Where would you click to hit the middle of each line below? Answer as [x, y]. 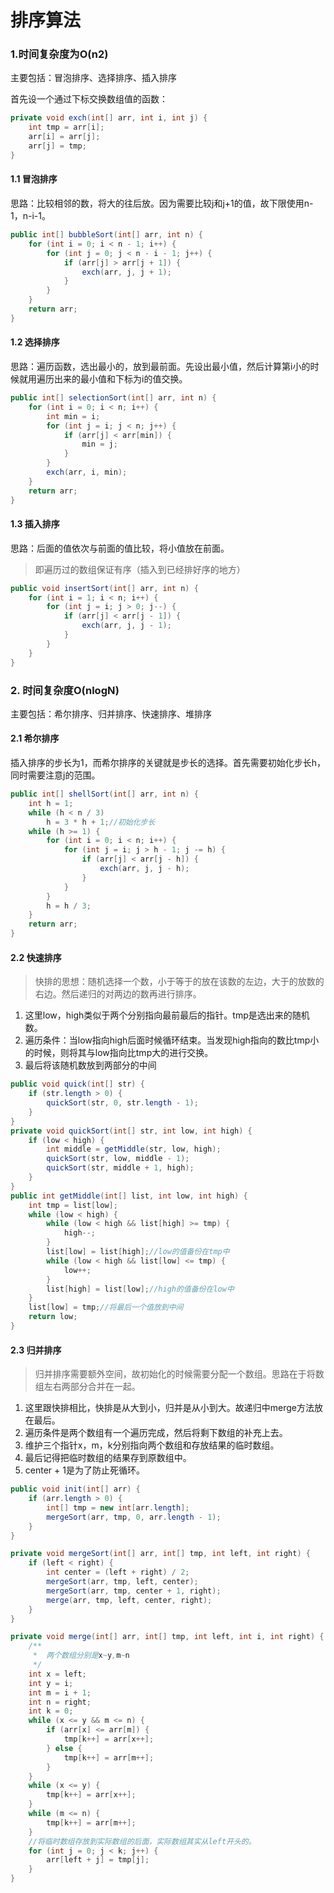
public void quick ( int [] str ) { [77, 1084]
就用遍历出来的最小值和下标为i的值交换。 [103, 379]
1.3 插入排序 [35, 524]
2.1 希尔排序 [35, 738]
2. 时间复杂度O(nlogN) [65, 690]
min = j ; [99, 444]
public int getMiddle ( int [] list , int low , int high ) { [129, 1196]
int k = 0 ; [51, 1711]
